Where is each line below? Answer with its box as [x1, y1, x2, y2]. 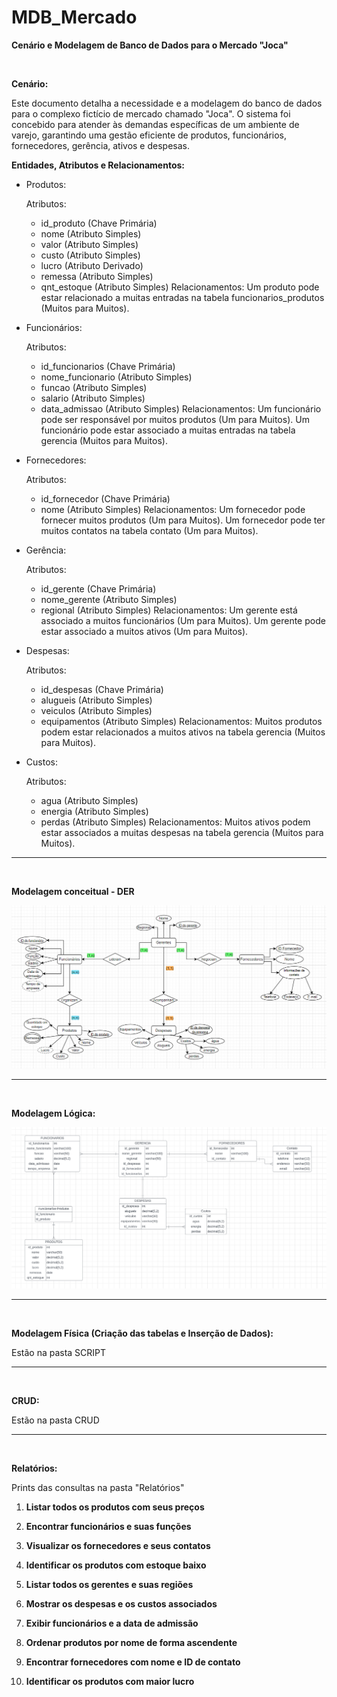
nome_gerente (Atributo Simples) [40, 593, 178, 605]
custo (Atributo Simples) [40, 249, 141, 261]
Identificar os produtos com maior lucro [25, 1675, 195, 1687]
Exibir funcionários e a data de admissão [25, 1617, 199, 1629]
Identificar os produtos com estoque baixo [25, 1559, 207, 1571]
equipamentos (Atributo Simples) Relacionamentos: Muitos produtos [40, 715, 323, 727]
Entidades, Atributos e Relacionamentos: [11, 159, 186, 171]
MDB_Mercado [11, 6, 138, 29]
